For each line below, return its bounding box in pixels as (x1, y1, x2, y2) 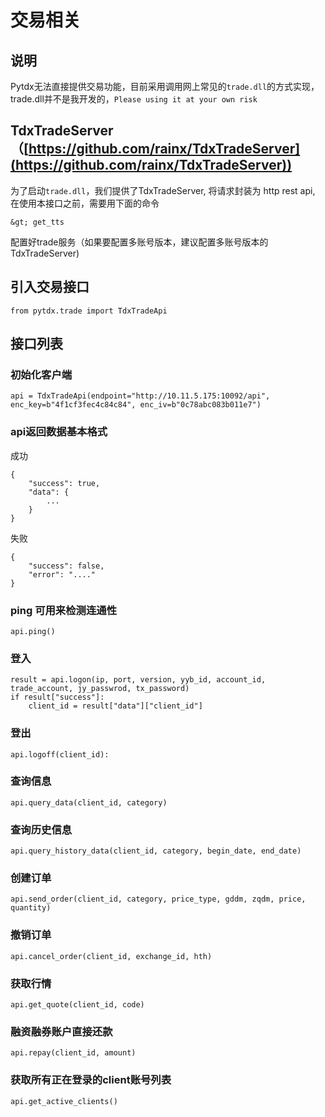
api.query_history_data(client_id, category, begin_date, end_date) (10, 846, 302, 856)
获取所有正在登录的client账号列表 (10, 1073, 172, 1087)
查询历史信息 (10, 822, 73, 836)
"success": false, (28, 561, 105, 571)
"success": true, (28, 478, 101, 488)
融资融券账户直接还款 (10, 1024, 113, 1038)
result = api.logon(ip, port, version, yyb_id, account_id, (10, 675, 267, 685)
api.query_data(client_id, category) (10, 797, 168, 808)
